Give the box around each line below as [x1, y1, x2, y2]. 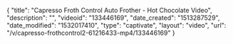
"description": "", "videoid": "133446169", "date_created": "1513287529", [6, 13, 220, 22]
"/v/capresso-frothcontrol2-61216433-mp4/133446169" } [6, 28, 175, 37]
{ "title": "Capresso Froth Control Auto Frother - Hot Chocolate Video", [6, 6, 213, 14]
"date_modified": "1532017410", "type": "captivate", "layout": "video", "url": [6, 21, 227, 29]
